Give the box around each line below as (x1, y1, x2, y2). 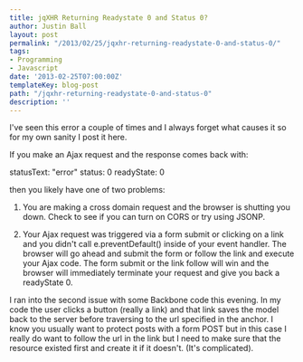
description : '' (9, 97, 71, 107)
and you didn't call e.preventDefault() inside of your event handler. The (22, 239, 287, 250)
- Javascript (9, 64, 59, 73)
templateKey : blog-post (9, 81, 99, 90)
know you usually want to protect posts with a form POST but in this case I (9, 323, 287, 335)
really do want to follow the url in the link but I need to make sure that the (9, 333, 282, 344)
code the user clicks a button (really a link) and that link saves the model (9, 304, 279, 315)
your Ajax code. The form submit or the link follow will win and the (22, 258, 270, 269)
